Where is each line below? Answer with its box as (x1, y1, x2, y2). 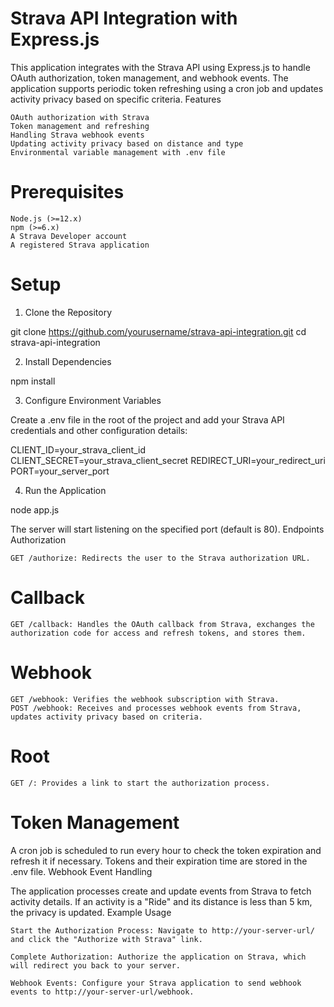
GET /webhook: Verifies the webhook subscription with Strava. (10, 694, 280, 704)
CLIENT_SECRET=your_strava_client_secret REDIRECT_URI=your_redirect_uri (10, 454, 326, 466)
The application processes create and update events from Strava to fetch (10, 885, 312, 897)
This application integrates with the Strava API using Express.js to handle (10, 61, 311, 73)
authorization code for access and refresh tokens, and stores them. (10, 628, 307, 638)
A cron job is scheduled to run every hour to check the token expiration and (10, 844, 322, 856)
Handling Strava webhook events (10, 130, 145, 140)
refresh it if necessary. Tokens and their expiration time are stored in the (10, 855, 308, 867)
